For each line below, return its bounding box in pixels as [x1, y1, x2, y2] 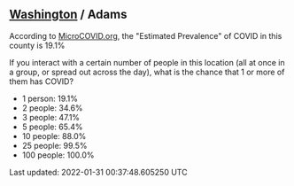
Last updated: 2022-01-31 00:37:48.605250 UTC [9, 167, 188, 177]
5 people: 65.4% [21, 121, 83, 132]
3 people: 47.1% [21, 112, 81, 122]
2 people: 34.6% [21, 102, 83, 113]
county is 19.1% [9, 40, 66, 50]
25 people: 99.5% [21, 140, 88, 151]
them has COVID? [9, 75, 73, 87]
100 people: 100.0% [21, 150, 95, 160]
